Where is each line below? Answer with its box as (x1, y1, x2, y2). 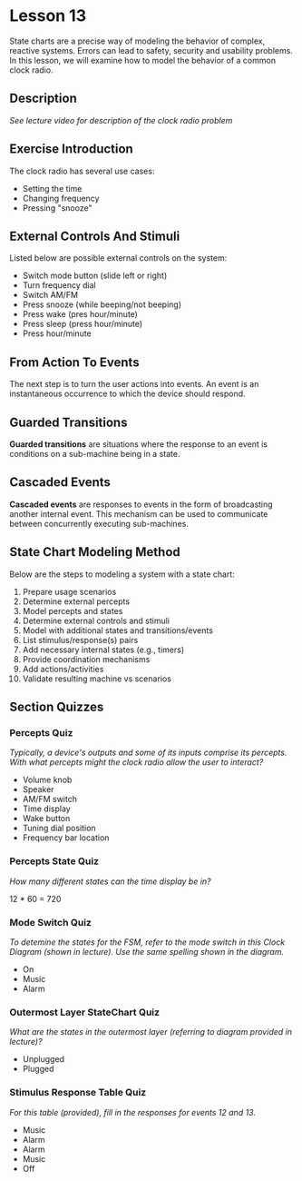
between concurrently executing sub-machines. (9, 518, 189, 529)
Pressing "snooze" (22, 202, 93, 213)
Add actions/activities (22, 663, 104, 674)
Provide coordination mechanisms (22, 653, 151, 664)
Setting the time (22, 183, 83, 194)
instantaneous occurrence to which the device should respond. (9, 388, 247, 400)
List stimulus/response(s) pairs (22, 634, 139, 645)
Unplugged (22, 1054, 65, 1065)
